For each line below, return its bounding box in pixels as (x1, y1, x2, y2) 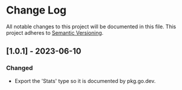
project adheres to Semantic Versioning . (6, 29, 104, 36)
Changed (6, 64, 34, 72)
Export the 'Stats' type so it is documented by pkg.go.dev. (14, 77, 156, 84)
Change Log (6, 4, 67, 17)
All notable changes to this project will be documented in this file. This (6, 23, 177, 30)
